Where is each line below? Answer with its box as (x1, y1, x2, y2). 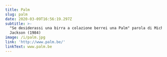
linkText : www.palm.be (5, 44, 52, 49)
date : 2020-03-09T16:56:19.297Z (5, 16, 72, 21)
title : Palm (5, 7, 30, 12)
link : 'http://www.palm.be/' (5, 40, 66, 45)
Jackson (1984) (9, 30, 41, 35)
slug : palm (5, 12, 28, 17)
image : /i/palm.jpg (5, 35, 46, 40)
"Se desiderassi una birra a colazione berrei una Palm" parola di (9, 26, 153, 31)
